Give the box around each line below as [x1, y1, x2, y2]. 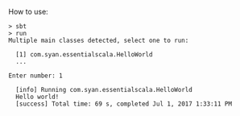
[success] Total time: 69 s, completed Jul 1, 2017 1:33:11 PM [15, 100, 232, 108]
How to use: [8, 7, 48, 16]
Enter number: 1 [8, 72, 63, 80]
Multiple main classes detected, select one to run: [8, 36, 189, 44]
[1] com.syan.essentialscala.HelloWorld [15, 51, 153, 59]
